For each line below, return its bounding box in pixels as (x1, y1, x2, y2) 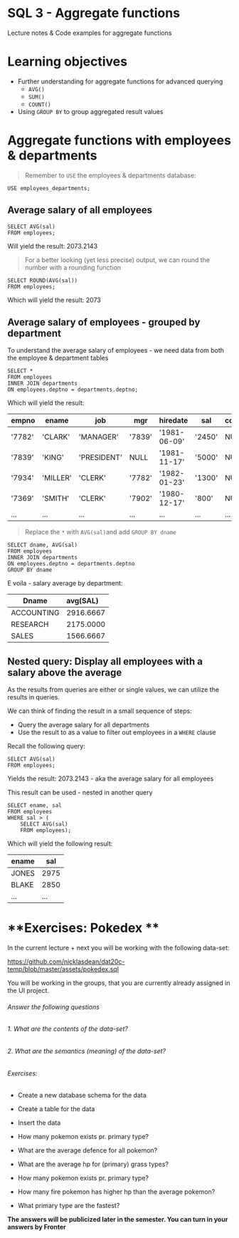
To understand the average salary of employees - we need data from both (7, 346, 225, 355)
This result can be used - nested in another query (7, 789, 153, 797)
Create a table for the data (17, 1105, 95, 1113)
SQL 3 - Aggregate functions (7, 5, 180, 21)
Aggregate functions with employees (7, 132, 231, 149)
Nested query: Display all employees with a (7, 655, 203, 667)
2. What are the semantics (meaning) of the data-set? (7, 1047, 166, 1055)
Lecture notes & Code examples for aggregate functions (7, 28, 172, 37)
